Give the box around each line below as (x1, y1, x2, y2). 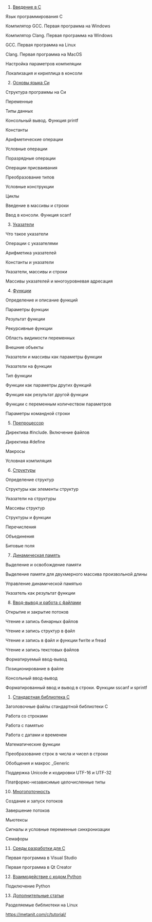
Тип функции (5, 373, 32, 379)
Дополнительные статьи (12, 893, 64, 898)
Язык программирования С (5, 14, 63, 19)
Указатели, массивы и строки (5, 269, 68, 275)
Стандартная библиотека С (12, 694, 70, 700)
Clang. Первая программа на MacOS (5, 51, 82, 57)
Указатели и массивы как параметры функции (5, 354, 102, 360)
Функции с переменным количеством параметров (5, 401, 112, 407)
